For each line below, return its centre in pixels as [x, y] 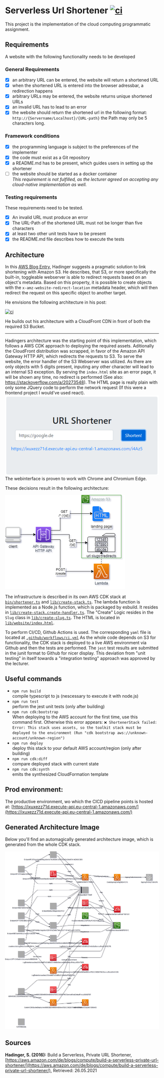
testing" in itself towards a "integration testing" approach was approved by [80, 658]
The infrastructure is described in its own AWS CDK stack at [65, 597]
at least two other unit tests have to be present [59, 234]
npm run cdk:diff [30, 759]
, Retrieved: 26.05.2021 [74, 1070]
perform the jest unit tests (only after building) [58, 706]
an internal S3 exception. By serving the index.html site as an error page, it [81, 372]
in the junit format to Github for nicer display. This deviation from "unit [75, 653]
